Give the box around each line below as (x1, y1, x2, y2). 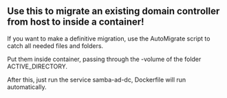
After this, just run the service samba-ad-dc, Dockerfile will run (7, 75, 186, 84)
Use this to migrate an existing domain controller (7, 5, 220, 17)
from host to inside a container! (7, 16, 144, 28)
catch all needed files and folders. (7, 41, 104, 50)
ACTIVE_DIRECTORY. (7, 62, 67, 71)
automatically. (7, 82, 47, 91)
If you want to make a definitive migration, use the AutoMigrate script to (7, 34, 210, 42)
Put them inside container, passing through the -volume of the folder (7, 55, 202, 63)
